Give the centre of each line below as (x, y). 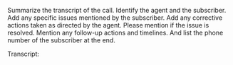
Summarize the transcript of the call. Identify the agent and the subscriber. (117, 10)
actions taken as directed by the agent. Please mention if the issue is (108, 25)
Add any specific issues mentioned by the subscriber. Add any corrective (115, 18)
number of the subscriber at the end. (61, 40)
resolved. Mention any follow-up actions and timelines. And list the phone (115, 32)
